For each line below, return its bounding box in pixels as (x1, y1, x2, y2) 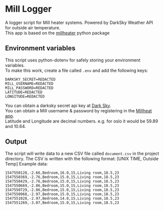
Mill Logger (5, 3, 52, 15)
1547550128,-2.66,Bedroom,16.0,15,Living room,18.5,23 (5, 170, 119, 175)
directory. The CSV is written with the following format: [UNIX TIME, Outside (5, 155, 159, 162)
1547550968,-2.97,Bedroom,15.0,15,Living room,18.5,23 (5, 191, 119, 196)
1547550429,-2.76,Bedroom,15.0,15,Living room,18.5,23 (5, 179, 119, 184)
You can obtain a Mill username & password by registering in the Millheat (5, 107, 152, 113)
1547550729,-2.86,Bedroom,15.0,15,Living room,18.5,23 (5, 187, 119, 192)
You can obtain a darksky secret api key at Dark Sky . (5, 103, 112, 108)
